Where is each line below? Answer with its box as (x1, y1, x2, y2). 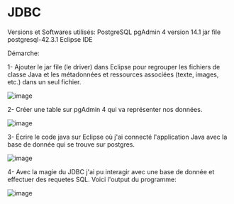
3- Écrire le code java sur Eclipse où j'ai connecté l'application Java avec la (7, 132, 228, 141)
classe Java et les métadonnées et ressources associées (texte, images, (7, 70, 219, 79)
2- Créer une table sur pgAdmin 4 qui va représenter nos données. (7, 105, 203, 113)
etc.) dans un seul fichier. (7, 77, 82, 86)
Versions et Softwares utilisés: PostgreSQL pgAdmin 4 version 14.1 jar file (7, 28, 221, 36)
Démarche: (7, 49, 40, 57)
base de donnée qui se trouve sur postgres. (7, 140, 135, 149)
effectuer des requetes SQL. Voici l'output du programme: (7, 175, 177, 183)
